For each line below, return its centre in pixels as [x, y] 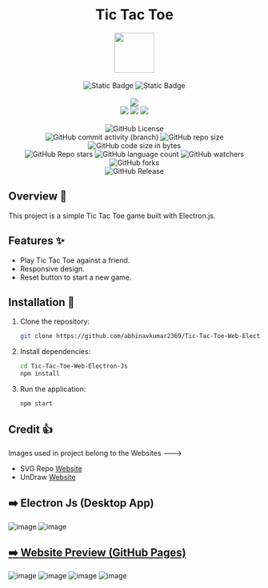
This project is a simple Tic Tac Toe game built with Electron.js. [112, 215]
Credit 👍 [31, 430]
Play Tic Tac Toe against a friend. [75, 260]
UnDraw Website [48, 477]
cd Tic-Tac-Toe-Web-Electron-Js [74, 366]
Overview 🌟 [38, 197]
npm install [40, 374]
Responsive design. [52, 268]
